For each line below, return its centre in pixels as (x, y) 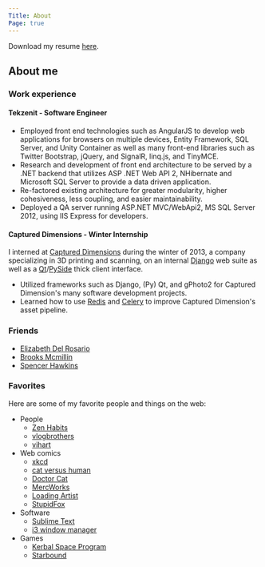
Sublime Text (53, 521)
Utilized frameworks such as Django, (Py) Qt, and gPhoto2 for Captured (138, 284)
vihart (42, 444)
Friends (23, 331)
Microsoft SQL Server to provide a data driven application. (115, 182)
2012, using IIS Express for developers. (84, 216)
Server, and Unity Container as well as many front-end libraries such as (137, 148)
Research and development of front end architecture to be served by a (136, 165)
